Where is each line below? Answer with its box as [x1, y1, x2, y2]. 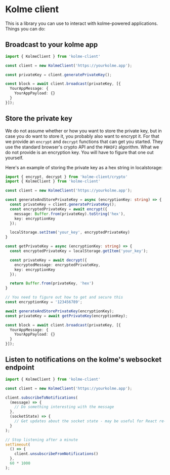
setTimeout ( [5, 442, 30, 447]
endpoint [5, 363, 34, 372]
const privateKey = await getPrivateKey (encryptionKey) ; [5, 313, 128, 318]
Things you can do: [5, 25, 46, 31]
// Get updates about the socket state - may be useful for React [14, 419, 157, 424]
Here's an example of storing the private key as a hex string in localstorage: [5, 164, 163, 170]
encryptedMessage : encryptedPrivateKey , [14, 262, 101, 267]
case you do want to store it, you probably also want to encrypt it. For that [5, 133, 159, 139]
